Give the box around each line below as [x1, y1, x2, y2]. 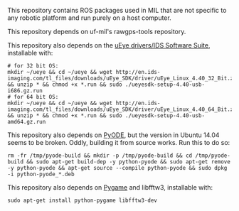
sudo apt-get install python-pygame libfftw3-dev [7, 197, 158, 204]
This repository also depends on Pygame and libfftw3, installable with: [7, 183, 213, 191]
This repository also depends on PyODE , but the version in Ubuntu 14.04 [7, 131, 220, 139]
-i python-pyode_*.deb [7, 171, 75, 178]
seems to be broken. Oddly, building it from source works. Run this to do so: [7, 139, 230, 146]
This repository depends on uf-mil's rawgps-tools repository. [7, 28, 186, 36]
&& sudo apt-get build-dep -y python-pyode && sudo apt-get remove [26, 158, 231, 166]
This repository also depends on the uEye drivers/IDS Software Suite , [7, 41, 211, 49]
